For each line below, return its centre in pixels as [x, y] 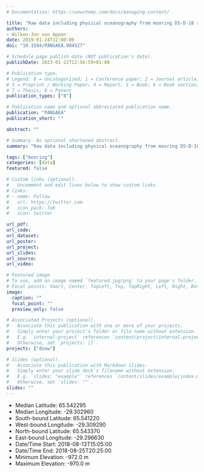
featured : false [27, 168]
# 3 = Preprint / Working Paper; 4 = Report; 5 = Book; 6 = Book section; [103, 85]
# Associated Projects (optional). [51, 320]
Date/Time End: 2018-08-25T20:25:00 [63, 450]
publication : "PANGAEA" [36, 113]
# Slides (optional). [34, 359]
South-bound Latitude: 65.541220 [57, 418]
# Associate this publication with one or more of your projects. [95, 326]
